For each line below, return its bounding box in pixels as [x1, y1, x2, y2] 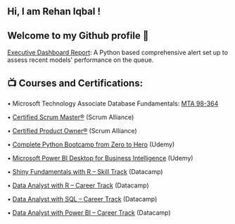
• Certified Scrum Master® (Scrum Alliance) [7, 113, 134, 122]
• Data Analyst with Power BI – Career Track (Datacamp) [7, 209, 171, 217]
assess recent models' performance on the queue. [7, 56, 154, 64]
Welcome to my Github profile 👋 [7, 30, 149, 42]
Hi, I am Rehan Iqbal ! [7, 6, 101, 18]
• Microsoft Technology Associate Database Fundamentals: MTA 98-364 [7, 99, 219, 108]
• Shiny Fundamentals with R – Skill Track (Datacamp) [7, 168, 163, 176]
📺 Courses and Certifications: [7, 77, 143, 89]
